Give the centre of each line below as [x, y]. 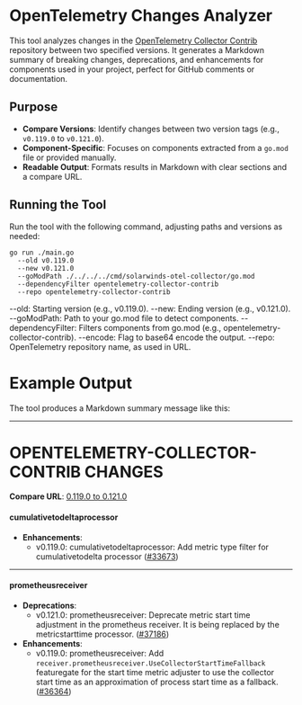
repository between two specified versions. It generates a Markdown [137, 49]
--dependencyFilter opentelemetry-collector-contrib [118, 284]
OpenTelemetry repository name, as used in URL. [100, 346]
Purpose [34, 107]
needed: [25, 236]
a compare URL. [52, 176]
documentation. [39, 78]
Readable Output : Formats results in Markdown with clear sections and [155, 166]
